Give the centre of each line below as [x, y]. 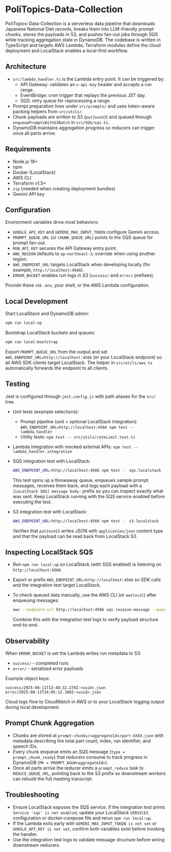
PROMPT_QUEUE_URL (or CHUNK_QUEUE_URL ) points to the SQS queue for [83, 238]
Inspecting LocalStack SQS [49, 552]
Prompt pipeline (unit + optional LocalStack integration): [79, 421]
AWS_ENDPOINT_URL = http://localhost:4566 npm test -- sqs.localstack [87, 470]
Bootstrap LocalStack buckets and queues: [50, 333]
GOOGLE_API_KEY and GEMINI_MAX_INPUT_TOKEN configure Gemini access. [86, 232]
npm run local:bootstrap [32, 342]
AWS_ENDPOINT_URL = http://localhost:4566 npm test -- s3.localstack [86, 521]
